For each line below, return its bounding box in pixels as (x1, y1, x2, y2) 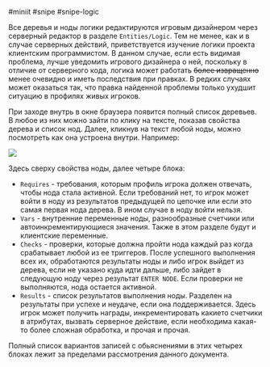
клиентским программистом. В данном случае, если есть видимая (8, 49, 241, 57)
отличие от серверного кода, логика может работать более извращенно (8, 65, 260, 75)
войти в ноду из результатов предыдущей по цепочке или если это (19, 196, 252, 205)
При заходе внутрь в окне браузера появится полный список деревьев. (8, 107, 257, 116)
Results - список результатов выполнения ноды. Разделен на (19, 291, 232, 300)
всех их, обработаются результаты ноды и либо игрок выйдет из (19, 256, 244, 266)
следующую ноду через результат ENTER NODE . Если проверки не (19, 274, 243, 283)
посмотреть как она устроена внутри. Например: (8, 133, 180, 142)
